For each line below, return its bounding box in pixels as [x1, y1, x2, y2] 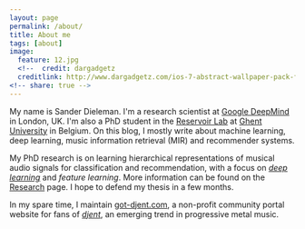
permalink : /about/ [9, 22, 84, 31]
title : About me [9, 30, 71, 39]
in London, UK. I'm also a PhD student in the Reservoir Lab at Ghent [9, 115, 262, 126]
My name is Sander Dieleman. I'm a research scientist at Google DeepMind [9, 105, 290, 116]
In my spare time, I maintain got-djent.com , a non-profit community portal [9, 199, 285, 210]
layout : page [9, 13, 59, 23]
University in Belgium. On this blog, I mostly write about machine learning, [9, 124, 286, 136]
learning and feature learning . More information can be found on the [9, 172, 266, 183]
